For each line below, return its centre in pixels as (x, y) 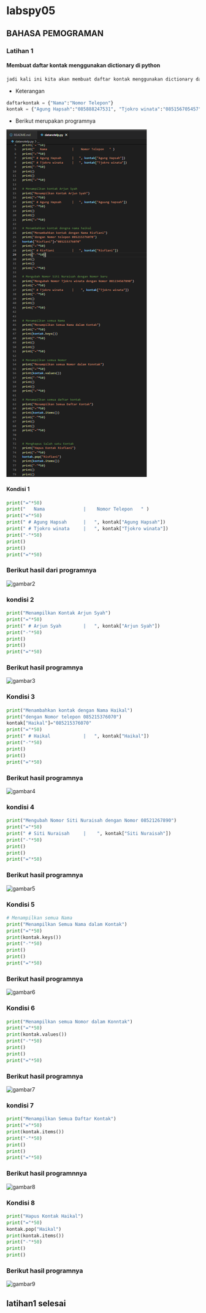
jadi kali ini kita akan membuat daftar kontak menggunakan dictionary (100, 79)
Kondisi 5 (21, 904)
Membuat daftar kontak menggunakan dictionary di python (83, 66)
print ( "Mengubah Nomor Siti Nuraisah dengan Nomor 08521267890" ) (91, 821)
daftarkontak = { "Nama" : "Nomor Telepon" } (60, 103)
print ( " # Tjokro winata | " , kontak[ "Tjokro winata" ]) (87, 529)
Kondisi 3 (21, 697)
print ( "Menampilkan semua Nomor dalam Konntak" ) (70, 1022)
